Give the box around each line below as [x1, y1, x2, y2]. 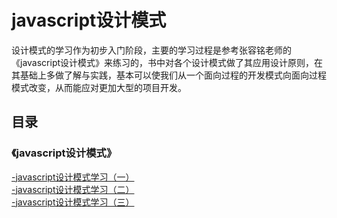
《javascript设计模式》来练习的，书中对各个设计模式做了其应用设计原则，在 [11, 56, 324, 68]
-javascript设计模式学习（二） [11, 183, 135, 195]
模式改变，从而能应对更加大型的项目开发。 [11, 81, 187, 93]
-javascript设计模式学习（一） [11, 171, 135, 183]
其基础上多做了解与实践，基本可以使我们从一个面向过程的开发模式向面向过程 [11, 69, 327, 81]
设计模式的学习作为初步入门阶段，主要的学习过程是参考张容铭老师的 [11, 44, 292, 56]
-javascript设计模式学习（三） [11, 196, 135, 208]
